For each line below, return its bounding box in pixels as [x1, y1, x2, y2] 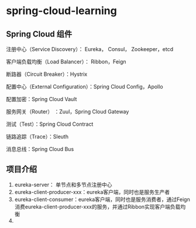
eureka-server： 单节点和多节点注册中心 [14, 181, 112, 188]
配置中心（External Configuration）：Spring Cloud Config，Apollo [6, 83, 163, 90]
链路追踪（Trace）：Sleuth [6, 133, 69, 140]
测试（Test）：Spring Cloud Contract [6, 120, 94, 128]
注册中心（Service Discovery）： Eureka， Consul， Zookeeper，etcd [6, 46, 174, 52]
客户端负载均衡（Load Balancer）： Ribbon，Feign [6, 58, 127, 65]
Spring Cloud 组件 [6, 29, 73, 39]
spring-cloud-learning [6, 4, 117, 18]
